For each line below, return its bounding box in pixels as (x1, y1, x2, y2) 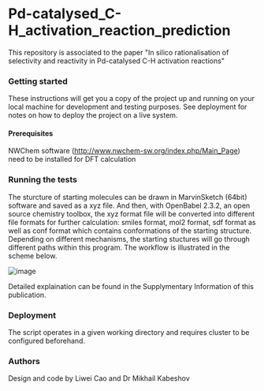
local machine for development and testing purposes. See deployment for (8, 102, 247, 111)
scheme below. (8, 250, 58, 261)
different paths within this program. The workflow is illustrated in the (8, 242, 230, 252)
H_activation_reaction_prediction (8, 21, 231, 39)
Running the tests (8, 175, 77, 186)
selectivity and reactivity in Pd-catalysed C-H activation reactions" (8, 56, 225, 66)
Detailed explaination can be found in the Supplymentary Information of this (8, 281, 255, 291)
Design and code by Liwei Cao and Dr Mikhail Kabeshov (8, 374, 191, 383)
